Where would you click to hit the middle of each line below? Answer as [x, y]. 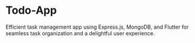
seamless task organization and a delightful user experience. [80, 33]
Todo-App [31, 10]
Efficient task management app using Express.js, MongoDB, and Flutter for [97, 27]
